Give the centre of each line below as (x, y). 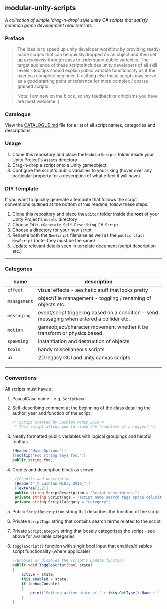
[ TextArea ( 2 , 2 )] (32, 488)
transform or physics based (70, 333)
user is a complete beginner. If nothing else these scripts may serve (87, 76)
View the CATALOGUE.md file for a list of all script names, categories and (80, 125)
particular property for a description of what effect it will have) (76, 175)
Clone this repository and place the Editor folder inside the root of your (85, 214)
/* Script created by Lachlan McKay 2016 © (58, 422)
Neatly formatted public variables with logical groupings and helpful (82, 436)
